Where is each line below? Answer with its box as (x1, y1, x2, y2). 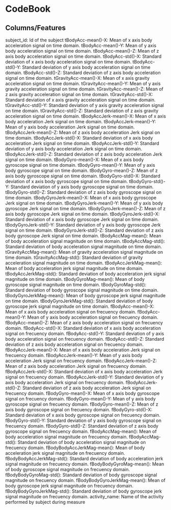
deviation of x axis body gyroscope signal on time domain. (5, 179, 128, 184)
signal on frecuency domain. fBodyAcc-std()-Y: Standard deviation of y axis (5, 330, 164, 337)
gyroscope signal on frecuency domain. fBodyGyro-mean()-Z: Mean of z (5, 401, 158, 407)
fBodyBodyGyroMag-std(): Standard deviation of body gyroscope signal (5, 472, 157, 478)
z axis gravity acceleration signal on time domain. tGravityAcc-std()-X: (5, 92, 153, 97)
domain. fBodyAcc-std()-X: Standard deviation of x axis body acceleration (5, 325, 161, 331)
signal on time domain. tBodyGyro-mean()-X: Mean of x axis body (5, 157, 144, 163)
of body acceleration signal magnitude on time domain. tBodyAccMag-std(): (5, 238, 165, 244)
